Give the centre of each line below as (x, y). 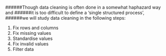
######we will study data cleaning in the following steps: (65, 18)
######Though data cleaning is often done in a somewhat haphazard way (83, 7)
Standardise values (33, 38)
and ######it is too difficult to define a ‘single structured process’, (75, 13)
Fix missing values (32, 33)
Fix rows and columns (35, 28)
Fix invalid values (31, 44)
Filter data (23, 49)
